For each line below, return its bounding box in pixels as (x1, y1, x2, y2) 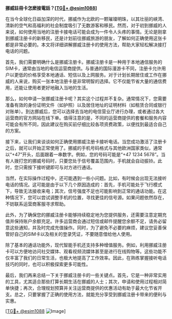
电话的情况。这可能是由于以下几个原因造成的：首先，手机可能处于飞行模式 (5, 182, 162, 187)
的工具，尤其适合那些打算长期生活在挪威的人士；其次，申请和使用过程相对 (5, 278, 162, 285)
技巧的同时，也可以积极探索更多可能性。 (5, 261, 91, 267)
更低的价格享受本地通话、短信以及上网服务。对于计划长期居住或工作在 (14, 72, 162, 78)
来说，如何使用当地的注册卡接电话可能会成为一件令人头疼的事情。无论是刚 (5, 29, 162, 35)
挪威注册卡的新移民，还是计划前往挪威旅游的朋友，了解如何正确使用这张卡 (9, 35, 167, 41)
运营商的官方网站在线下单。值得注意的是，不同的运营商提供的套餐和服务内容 (5, 115, 167, 121)
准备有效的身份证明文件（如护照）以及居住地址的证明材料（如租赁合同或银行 (5, 102, 167, 108)
